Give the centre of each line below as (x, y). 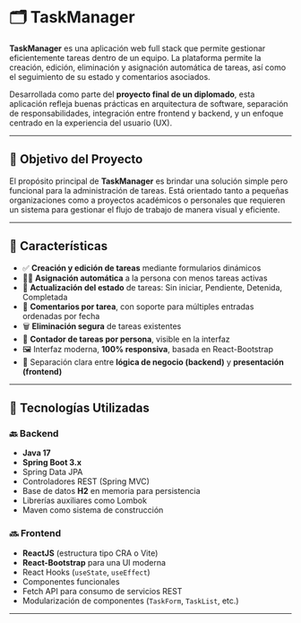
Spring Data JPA (52, 472)
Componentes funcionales (71, 581)
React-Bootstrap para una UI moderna (94, 562)
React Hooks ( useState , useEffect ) (86, 572)
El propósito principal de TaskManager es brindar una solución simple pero (149, 181)
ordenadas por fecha (61, 316)
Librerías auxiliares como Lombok (85, 501)
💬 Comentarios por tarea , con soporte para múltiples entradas (138, 307)
